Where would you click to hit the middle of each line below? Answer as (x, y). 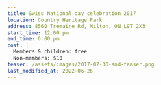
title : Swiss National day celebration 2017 (72, 13)
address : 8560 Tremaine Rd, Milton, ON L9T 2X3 (76, 26)
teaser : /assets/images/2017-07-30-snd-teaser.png (81, 64)
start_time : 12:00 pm (38, 33)
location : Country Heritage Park (55, 20)
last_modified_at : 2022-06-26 (50, 71)
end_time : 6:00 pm (33, 39)
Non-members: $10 (38, 58)
